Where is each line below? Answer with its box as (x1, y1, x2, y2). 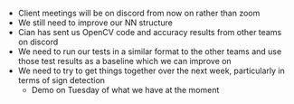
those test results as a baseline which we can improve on (17, 56, 232, 66)
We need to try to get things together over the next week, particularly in (17, 65, 285, 76)
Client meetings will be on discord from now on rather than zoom (17, 8, 261, 18)
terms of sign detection (17, 75, 106, 85)
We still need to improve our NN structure (17, 17, 174, 28)
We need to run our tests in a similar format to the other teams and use (17, 46, 282, 57)
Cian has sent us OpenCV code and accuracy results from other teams (17, 27, 282, 37)
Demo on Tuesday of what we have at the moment (31, 85, 220, 95)
